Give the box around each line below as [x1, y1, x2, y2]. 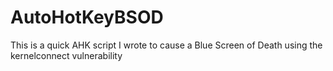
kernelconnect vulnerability [10, 49, 123, 61]
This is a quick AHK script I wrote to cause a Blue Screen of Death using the [10, 39, 323, 51]
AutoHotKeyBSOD [10, 6, 164, 29]
